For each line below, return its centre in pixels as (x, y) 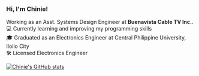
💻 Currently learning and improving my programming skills (79, 29)
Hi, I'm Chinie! (27, 9)
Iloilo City (18, 46)
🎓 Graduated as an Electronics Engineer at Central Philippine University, (96, 38)
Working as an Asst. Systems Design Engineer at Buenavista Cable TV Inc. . (100, 22)
